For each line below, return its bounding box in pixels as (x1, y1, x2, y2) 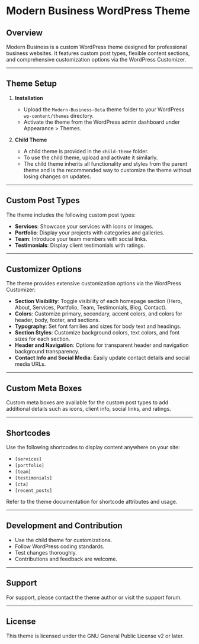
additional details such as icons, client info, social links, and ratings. (6, 405, 172, 413)
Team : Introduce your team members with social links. (14, 235, 147, 242)
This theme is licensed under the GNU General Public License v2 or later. (6, 632, 184, 639)
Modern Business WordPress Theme (6, 4, 191, 18)
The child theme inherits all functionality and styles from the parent (23, 160, 188, 167)
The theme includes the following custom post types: (6, 211, 136, 218)
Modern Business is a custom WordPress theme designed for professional (6, 43, 187, 50)
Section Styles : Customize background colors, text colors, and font (14, 329, 180, 336)
